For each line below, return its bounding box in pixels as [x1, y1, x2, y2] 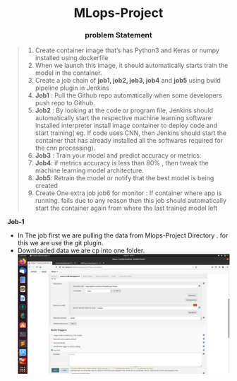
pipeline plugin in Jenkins [35, 83, 109, 93]
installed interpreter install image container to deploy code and [35, 122, 217, 130]
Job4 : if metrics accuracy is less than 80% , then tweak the [35, 159, 209, 168]
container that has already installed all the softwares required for [35, 136, 224, 145]
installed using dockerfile [35, 54, 109, 62]
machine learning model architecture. [35, 166, 145, 175]
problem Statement [84, 30, 153, 40]
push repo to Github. [35, 99, 95, 107]
